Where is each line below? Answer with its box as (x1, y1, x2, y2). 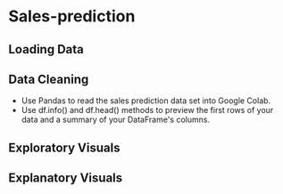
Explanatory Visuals (8, 171, 123, 186)
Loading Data (8, 42, 84, 57)
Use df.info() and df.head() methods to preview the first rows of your (21, 105, 274, 116)
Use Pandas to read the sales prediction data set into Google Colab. (21, 95, 271, 106)
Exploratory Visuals (8, 140, 121, 155)
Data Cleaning (8, 71, 89, 86)
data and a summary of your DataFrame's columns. (21, 114, 211, 125)
